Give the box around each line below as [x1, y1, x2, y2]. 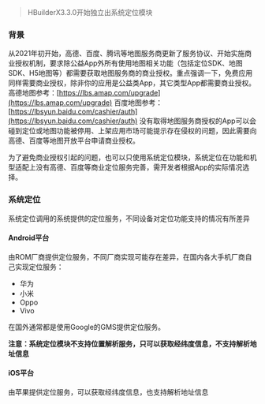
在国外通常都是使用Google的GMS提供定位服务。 [8, 322, 166, 331]
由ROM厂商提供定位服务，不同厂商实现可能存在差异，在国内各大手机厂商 [8, 252, 246, 261]
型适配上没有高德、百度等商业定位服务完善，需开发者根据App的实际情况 [8, 163, 243, 172]
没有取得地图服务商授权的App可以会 [139, 116, 256, 125]
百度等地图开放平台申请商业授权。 [28, 136, 140, 145]
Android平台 [8, 233, 50, 243]
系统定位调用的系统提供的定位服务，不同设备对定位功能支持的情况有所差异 [8, 213, 250, 223]
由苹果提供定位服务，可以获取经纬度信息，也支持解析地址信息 [8, 387, 209, 397]
